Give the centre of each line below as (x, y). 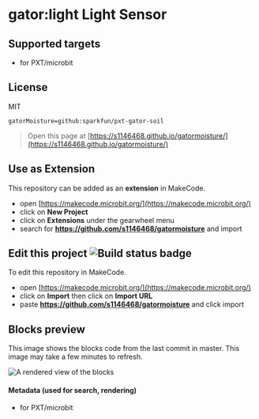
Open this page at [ (59, 135)
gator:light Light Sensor (88, 15)
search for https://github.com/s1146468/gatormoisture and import (131, 228)
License (28, 87)
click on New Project (54, 212)
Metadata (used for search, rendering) (72, 390)
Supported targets (54, 44)
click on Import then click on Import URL (86, 296)
